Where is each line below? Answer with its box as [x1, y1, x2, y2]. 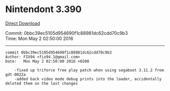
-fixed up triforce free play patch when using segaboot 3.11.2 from [14, 67, 164, 73]
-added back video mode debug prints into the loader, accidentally [14, 76, 162, 81]
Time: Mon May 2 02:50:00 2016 [5, 35, 73, 41]
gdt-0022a [5, 72, 26, 77]
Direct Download [5, 20, 40, 26]
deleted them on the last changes [5, 81, 78, 86]
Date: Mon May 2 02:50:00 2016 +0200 [5, 59, 90, 64]
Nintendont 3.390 [5, 4, 82, 15]
